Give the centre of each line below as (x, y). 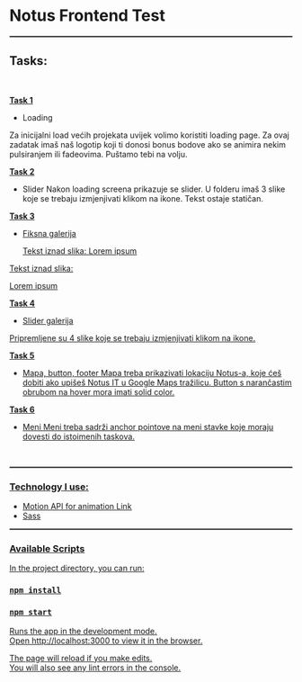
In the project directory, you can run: (77, 569)
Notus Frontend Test (88, 16)
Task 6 (22, 409)
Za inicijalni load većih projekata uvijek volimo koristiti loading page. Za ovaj (150, 135)
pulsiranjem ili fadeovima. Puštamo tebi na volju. (98, 154)
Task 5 (22, 355)
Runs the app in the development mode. (83, 631)
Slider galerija (48, 320)
